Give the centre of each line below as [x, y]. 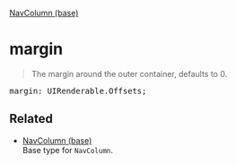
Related [31, 119]
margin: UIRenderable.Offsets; [78, 91]
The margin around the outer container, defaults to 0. [129, 73]
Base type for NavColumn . [68, 150]
